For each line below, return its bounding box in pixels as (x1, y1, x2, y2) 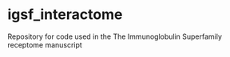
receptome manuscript (7, 40, 83, 49)
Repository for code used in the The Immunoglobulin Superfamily (7, 32, 223, 41)
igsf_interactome (7, 6, 123, 24)
